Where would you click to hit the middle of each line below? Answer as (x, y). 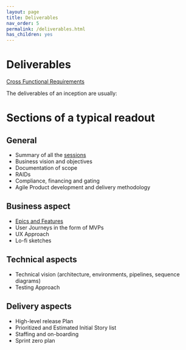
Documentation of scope (46, 168)
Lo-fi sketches (33, 240)
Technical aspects (42, 260)
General (22, 140)
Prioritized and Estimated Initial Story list (66, 327)
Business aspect (39, 207)
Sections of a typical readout (81, 118)
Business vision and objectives (54, 161)
